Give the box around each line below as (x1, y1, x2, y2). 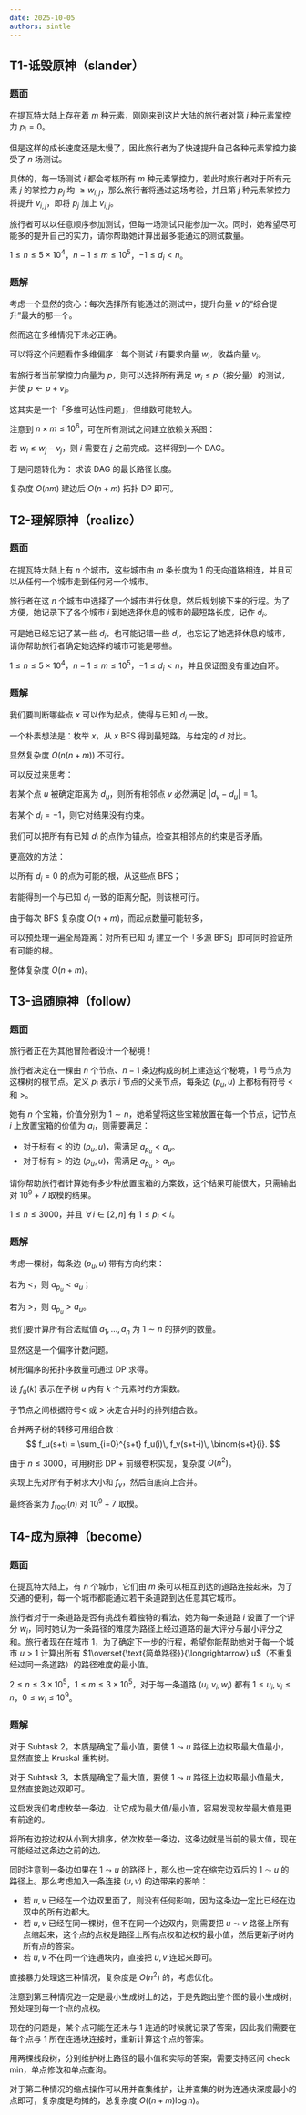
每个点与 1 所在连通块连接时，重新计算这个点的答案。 (9, 2033, 209, 2044)
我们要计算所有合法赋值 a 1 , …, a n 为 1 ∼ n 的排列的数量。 (9, 1324, 221, 1336)
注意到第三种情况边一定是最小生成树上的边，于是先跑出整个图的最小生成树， (9, 1991, 297, 2002)
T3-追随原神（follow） (9, 994, 139, 1009)
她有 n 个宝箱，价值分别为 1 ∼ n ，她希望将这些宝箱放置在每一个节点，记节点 (9, 1109, 297, 1119)
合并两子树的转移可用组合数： (9, 1423, 121, 1434)
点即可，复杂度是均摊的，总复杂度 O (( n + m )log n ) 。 (9, 2094, 204, 2106)
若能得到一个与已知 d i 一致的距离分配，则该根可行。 (9, 892, 205, 904)
